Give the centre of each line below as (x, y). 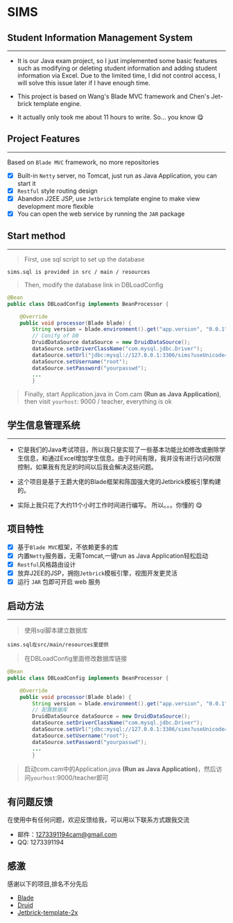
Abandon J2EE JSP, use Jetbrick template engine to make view (109, 198)
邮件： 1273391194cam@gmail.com (67, 835)
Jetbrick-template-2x (48, 912)
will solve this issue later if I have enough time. (84, 83)
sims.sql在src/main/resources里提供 (58, 645)
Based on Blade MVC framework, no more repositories (83, 162)
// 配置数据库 (50, 710)
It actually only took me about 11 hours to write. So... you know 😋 (110, 117)
